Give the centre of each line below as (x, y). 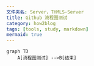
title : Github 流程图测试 (37, 18)
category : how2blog (31, 23)
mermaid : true (24, 35)
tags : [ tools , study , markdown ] (47, 29)
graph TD (17, 52)
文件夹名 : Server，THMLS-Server (45, 12)
